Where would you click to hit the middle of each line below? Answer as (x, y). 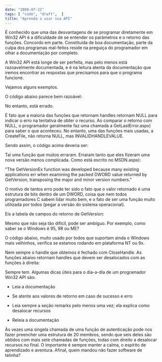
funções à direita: (22, 263)
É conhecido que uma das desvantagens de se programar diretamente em (79, 33)
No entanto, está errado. (29, 106)
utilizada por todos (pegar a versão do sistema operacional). (65, 205)
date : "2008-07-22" (25, 9)
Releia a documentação (36, 320)
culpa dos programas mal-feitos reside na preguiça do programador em (77, 48)
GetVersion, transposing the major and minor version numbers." (68, 180)
